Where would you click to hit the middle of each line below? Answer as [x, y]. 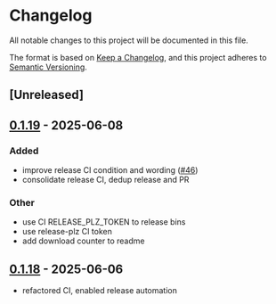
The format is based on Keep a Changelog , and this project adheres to [138, 57]
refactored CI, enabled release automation [100, 291]
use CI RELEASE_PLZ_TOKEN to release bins [104, 222]
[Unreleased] [47, 95]
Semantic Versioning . [48, 67]
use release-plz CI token [67, 232]
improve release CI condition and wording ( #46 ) [110, 170]
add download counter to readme [83, 241]
